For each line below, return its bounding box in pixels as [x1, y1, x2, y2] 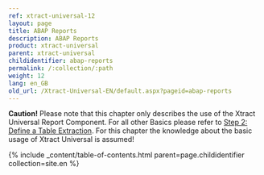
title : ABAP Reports [8, 27, 78, 35]
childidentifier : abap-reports [8, 57, 113, 65]
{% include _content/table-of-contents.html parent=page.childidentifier [8, 150, 245, 160]
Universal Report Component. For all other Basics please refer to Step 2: [8, 118, 248, 127]
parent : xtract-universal [8, 49, 95, 57]
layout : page [8, 19, 52, 27]
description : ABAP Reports [8, 34, 99, 43]
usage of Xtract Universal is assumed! [8, 135, 134, 144]
